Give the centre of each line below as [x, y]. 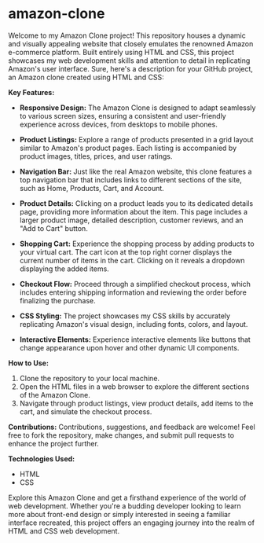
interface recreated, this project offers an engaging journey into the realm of [132, 523]
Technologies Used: [42, 459]
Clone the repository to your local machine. [89, 378]
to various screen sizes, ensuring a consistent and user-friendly [123, 116]
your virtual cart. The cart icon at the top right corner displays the [126, 251]
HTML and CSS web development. [64, 530]
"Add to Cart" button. [53, 228]
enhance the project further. [54, 443]
